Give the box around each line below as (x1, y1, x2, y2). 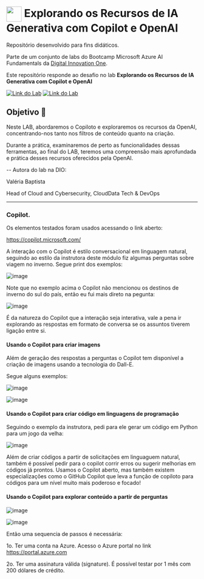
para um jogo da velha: (6, 430, 64, 437)
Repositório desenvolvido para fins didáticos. (6, 41, 120, 49)
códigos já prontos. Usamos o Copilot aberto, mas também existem (6, 466, 175, 473)
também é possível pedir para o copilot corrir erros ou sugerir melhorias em (6, 460, 196, 467)
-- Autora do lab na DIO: (6, 166, 67, 173)
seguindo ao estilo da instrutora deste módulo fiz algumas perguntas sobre (6, 254, 194, 262)
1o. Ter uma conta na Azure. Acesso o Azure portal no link (6, 542, 152, 549)
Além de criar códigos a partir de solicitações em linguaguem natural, (6, 453, 180, 461)
